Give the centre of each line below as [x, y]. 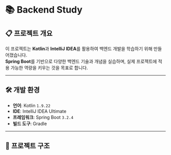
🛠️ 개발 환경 [22, 90]
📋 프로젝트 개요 [29, 33]
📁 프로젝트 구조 [27, 146]
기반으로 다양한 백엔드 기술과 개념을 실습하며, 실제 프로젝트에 [96, 61]
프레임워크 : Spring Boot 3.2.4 [43, 117]
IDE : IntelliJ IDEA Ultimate [39, 111]
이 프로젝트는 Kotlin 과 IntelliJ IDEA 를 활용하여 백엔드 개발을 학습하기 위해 [79, 49]
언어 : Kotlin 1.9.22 [32, 105]
